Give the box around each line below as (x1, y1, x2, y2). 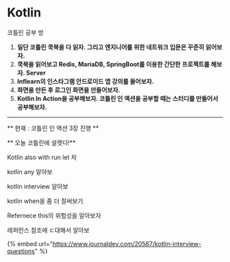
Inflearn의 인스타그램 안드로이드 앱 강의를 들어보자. (16, 77, 154, 85)
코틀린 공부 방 (7, 28, 44, 36)
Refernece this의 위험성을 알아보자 (7, 211, 101, 219)
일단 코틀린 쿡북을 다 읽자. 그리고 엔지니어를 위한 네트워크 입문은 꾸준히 (16, 43, 205, 51)
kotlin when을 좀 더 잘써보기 (7, 197, 84, 205)
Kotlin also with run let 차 (7, 153, 77, 161)
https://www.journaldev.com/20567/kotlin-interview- (52, 239, 202, 248)
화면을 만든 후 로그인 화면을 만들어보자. (16, 86, 121, 94)
